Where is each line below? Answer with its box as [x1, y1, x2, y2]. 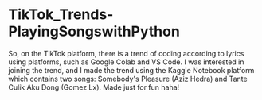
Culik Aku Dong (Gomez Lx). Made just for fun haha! [8, 82, 180, 92]
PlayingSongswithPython [8, 22, 181, 40]
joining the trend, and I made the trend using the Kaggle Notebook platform [8, 65, 255, 75]
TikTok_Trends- [8, 6, 114, 24]
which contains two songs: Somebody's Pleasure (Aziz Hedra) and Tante [8, 74, 248, 83]
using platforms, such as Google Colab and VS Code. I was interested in [8, 57, 244, 67]
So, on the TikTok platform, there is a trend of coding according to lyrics [8, 48, 244, 58]
